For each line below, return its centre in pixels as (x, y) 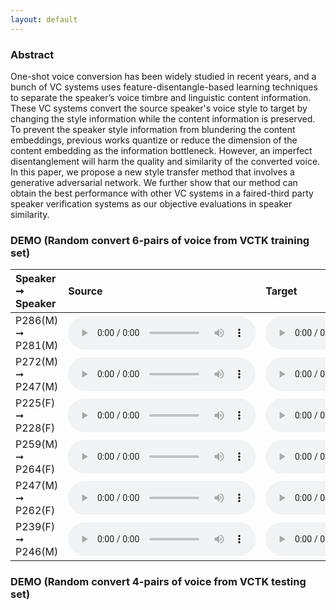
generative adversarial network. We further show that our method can (154, 182)
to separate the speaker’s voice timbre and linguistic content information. (161, 97)
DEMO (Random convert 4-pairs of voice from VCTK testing (158, 582)
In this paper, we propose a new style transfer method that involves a (152, 172)
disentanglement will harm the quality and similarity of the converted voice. (165, 161)
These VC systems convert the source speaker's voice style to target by (159, 108)
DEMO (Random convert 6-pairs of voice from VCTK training (160, 240)
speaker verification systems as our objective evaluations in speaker (151, 203)
